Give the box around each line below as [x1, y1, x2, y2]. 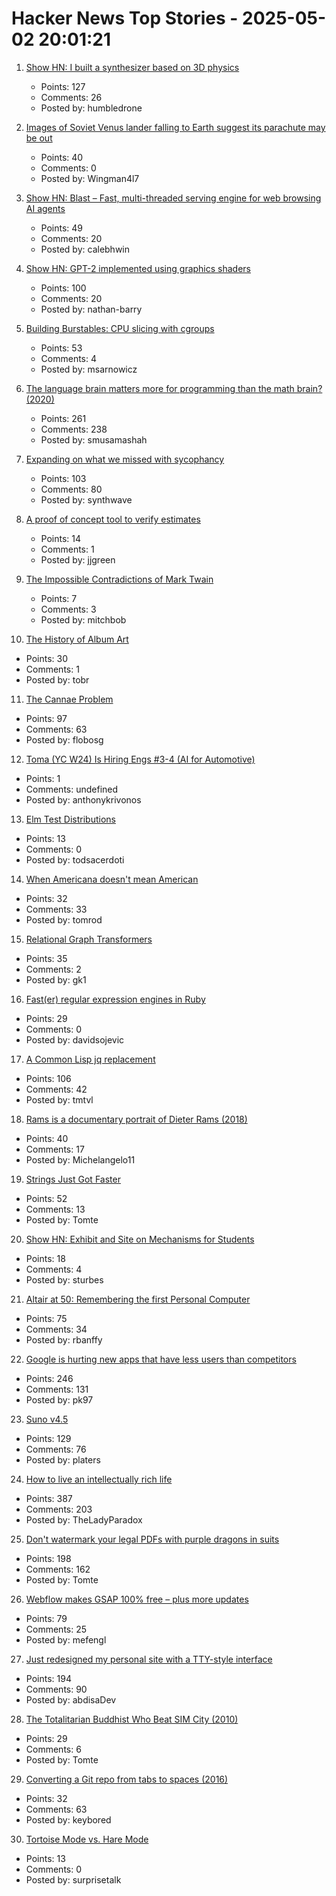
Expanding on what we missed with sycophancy [25, 453, 225, 465]
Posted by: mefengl [25, 1633, 107, 1646]
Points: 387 [25, 1492, 73, 1504]
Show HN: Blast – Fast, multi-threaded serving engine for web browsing [25, 192, 322, 204]
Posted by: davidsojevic [25, 1033, 125, 1046]
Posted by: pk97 [25, 1393, 94, 1406]
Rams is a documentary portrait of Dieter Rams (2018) [25, 1113, 248, 1125]
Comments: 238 [40, 423, 108, 435]
